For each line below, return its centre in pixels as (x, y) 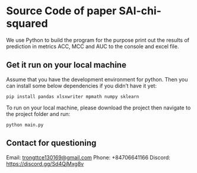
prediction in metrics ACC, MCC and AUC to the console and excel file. (93, 46)
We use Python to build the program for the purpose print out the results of (98, 40)
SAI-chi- (140, 11)
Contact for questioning (51, 143)
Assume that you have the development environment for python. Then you (97, 79)
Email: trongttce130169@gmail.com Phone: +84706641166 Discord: (88, 157)
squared (27, 23)
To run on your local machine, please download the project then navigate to (99, 108)
